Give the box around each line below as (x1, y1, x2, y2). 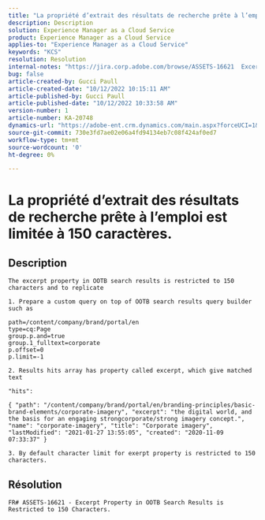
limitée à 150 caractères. (8, 225, 173, 243)
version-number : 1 (8, 107, 69, 115)
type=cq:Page (8, 325, 51, 333)
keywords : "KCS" (8, 48, 62, 56)
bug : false (8, 70, 44, 78)
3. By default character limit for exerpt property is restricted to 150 (8, 450, 256, 458)
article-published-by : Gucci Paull (8, 92, 125, 100)
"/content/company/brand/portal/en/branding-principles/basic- (43, 401, 256, 410)
